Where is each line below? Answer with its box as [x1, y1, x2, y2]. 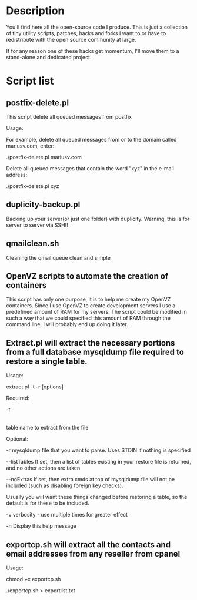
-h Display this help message [6, 522, 76, 529]
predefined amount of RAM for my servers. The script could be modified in [6, 309, 187, 316]
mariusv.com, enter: [6, 142, 55, 149]
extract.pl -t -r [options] [6, 383, 64, 390]
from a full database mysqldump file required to [6, 347, 184, 357]
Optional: [6, 435, 28, 443]
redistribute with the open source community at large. [6, 36, 136, 43]
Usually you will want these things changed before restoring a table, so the [6, 494, 188, 501]
